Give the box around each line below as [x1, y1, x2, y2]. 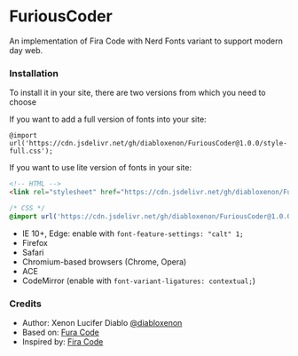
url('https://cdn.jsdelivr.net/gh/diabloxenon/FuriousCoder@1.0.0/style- [9, 139, 288, 148]
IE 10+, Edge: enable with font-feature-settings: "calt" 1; [21, 228, 244, 239]
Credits [9, 297, 42, 310]
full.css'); [9, 146, 53, 156]
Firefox [21, 237, 49, 248]
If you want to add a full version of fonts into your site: [9, 114, 207, 125]
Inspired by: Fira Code [21, 336, 104, 347]
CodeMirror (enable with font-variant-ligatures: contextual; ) [21, 275, 255, 286]
